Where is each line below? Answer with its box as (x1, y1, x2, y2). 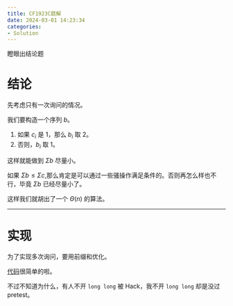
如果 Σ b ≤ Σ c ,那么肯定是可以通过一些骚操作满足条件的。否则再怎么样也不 (7, 171, 217, 179)
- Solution (7, 29, 39, 37)
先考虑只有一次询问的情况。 (7, 101, 87, 109)
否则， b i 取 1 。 (17, 140, 59, 150)
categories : (7, 23, 42, 30)
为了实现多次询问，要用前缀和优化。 (7, 252, 111, 261)
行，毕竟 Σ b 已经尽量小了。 (7, 179, 86, 188)
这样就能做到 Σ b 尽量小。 (7, 156, 80, 164)
